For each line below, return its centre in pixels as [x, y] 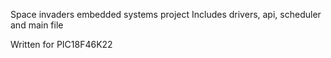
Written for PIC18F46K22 [61, 44]
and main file [37, 25]
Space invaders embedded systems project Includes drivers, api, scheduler [166, 14]
